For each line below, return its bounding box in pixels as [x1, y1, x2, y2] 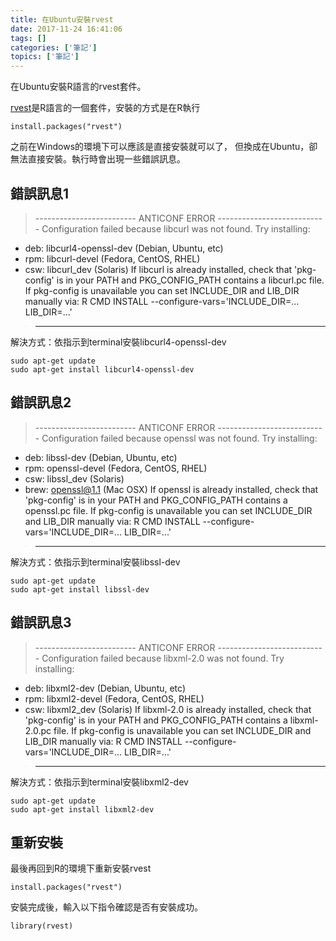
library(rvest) [10, 921, 74, 931]
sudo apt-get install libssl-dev [10, 584, 150, 595]
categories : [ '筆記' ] [10, 42, 98, 53]
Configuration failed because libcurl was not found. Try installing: [41, 222, 311, 235]
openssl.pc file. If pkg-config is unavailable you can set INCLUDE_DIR [24, 504, 313, 516]
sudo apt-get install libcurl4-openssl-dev [10, 364, 195, 375]
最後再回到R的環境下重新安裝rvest [10, 862, 152, 875]
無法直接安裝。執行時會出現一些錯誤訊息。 [10, 153, 186, 165]
